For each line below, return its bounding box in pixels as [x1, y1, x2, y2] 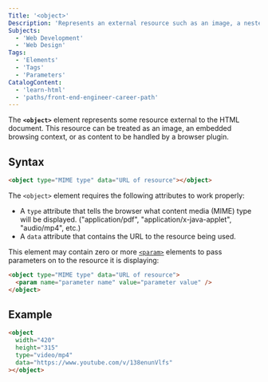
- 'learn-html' [15, 85, 66, 94]
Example [8, 308, 53, 321]
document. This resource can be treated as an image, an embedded [8, 124, 232, 133]
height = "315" [15, 344, 59, 352]
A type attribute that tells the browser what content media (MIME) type [19, 206, 252, 215]
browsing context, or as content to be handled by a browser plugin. [8, 132, 229, 142]
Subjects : [8, 26, 41, 34]
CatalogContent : [8, 78, 62, 86]
